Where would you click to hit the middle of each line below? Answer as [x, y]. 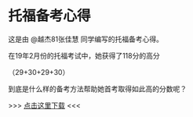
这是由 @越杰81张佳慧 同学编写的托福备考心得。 [86, 39]
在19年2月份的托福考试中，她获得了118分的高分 [84, 55]
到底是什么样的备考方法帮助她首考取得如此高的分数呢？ [97, 89]
